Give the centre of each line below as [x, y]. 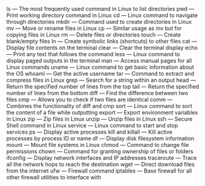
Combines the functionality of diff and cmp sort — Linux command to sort [99, 106]
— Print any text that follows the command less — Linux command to [93, 54]
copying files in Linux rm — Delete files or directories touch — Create [94, 35]
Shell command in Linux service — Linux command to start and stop [92, 125]
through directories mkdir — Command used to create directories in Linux [99, 22]
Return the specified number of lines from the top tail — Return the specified [103, 87]
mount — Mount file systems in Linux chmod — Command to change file [98, 145]
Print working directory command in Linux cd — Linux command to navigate [102, 15]
